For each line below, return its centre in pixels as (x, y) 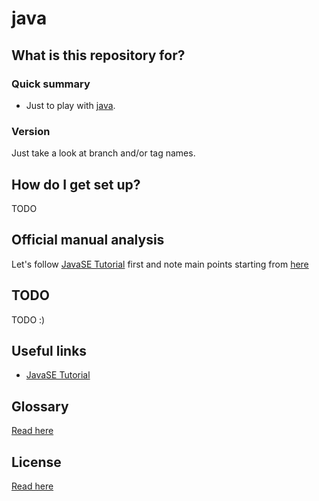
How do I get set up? (76, 184)
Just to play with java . (70, 105)
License (36, 462)
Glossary (40, 406)
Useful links (49, 351)
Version (31, 131)
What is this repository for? (98, 55)
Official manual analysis (88, 240)
